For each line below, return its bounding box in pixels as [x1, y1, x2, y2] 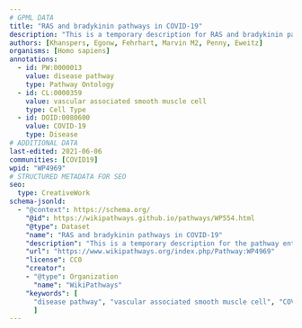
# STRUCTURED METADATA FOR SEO [9, 172, 127, 181]
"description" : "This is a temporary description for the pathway [25, 239, 280, 248]
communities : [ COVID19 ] [9, 155, 99, 164]
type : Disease [25, 130, 78, 139]
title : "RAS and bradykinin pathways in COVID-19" [9, 22, 203, 31]
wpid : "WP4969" [9, 164, 67, 173]
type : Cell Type [25, 105, 87, 114]
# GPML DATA [9, 13, 54, 22]
